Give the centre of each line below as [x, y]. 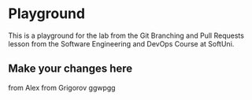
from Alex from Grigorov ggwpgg [62, 87]
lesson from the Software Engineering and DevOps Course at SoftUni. [121, 43]
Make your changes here [70, 69]
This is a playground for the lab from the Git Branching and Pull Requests [126, 35]
